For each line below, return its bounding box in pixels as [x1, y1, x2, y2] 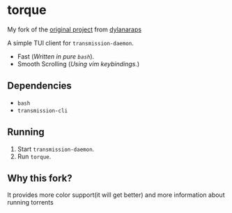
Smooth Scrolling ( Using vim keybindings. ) [17, 59, 140, 68]
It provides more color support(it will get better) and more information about [7, 191, 225, 199]
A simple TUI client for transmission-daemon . [7, 38, 134, 47]
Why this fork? [7, 172, 72, 184]
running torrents [7, 198, 54, 207]
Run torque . [17, 152, 52, 161]
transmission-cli [17, 107, 68, 114]
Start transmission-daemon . [17, 145, 95, 153]
